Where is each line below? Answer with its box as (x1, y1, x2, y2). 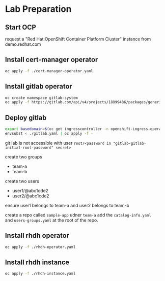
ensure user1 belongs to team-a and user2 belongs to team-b (5, 202, 130, 208)
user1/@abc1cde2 (12, 187, 49, 193)
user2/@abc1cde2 (12, 193, 49, 199)
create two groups (5, 154, 43, 159)
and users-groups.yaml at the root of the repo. (5, 217, 98, 223)
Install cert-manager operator (5, 56, 98, 64)
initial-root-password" (5, 145, 54, 150)
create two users (5, 178, 39, 184)
